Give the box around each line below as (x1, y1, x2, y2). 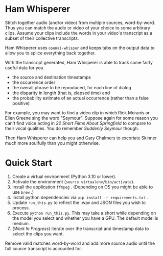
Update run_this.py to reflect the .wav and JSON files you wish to (12, 200, 146, 205)
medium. (12, 220, 30, 226)
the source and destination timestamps (12, 74, 91, 80)
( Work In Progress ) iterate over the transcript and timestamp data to (12, 226, 149, 231)
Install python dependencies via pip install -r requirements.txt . (12, 194, 148, 200)
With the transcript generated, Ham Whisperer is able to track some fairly (5, 59, 153, 65)
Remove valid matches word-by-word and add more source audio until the (5, 240, 155, 246)
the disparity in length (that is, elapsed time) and (12, 90, 110, 96)
